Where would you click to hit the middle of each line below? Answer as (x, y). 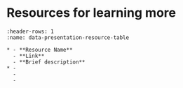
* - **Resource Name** (40, 50)
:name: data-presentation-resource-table (68, 37)
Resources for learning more (91, 13)
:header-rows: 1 (30, 31)
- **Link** (29, 56)
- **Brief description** (49, 62)
